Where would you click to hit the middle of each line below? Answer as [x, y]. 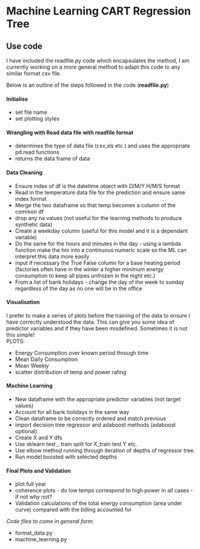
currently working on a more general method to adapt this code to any [93, 67]
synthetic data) [34, 224]
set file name [31, 112]
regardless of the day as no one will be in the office [79, 288]
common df [29, 212]
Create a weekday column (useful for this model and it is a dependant [101, 231]
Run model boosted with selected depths [66, 457]
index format [31, 199]
